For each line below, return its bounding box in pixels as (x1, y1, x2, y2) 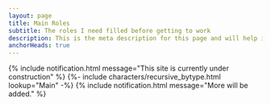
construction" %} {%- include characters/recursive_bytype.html (8, 72, 222, 82)
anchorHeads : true (8, 42, 70, 50)
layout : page (8, 11, 52, 20)
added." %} (8, 89, 47, 99)
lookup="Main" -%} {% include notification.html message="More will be (8, 81, 248, 91)
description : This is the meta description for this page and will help (8, 34, 258, 42)
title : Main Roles (8, 19, 70, 27)
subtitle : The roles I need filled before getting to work (8, 26, 211, 34)
